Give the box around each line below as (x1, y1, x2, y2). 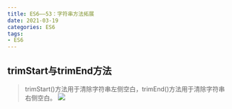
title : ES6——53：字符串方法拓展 (7, 10, 94, 18)
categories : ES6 (7, 23, 55, 30)
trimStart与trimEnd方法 (7, 64, 112, 76)
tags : (7, 30, 23, 38)
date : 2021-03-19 (7, 17, 59, 24)
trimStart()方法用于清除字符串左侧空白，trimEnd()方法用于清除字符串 (24, 84, 226, 93)
